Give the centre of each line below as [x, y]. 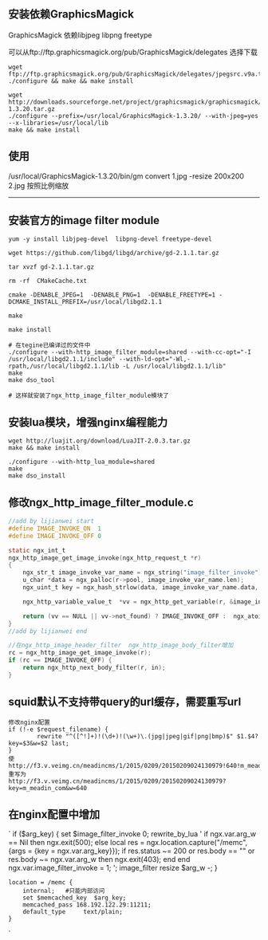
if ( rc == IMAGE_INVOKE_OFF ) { [60, 660]
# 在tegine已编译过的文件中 [49, 345]
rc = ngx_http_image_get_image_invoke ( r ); [80, 653]
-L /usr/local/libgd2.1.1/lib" [174, 366]
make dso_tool [32, 380]
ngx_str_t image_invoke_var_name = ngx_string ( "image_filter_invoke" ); [144, 572]
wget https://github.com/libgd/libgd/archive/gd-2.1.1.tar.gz [114, 254]
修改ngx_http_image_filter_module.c [101, 502]
